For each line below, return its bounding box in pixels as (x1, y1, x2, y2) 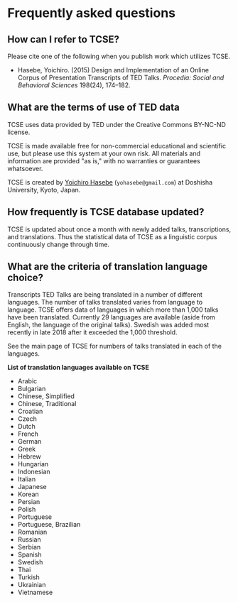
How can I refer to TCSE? (7, 33, 119, 45)
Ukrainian (17, 581, 46, 589)
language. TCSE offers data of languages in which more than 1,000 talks (7, 305, 219, 314)
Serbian (17, 543, 41, 552)
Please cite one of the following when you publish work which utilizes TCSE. (7, 52, 231, 60)
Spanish (17, 550, 42, 559)
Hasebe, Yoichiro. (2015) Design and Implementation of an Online (17, 66, 210, 74)
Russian (17, 535, 41, 544)
